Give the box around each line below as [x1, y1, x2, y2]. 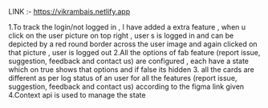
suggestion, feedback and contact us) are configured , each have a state [8, 56, 249, 66]
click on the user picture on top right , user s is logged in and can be [8, 31, 234, 40]
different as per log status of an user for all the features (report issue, [8, 74, 238, 82]
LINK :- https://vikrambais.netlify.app [8, 7, 131, 16]
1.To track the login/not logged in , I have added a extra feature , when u [8, 22, 246, 31]
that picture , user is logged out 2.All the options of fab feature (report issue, [8, 48, 261, 57]
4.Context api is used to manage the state [8, 90, 146, 99]
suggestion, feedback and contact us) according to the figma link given [8, 82, 245, 91]
